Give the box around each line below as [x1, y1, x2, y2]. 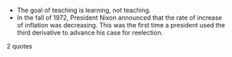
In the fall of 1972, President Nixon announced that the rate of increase [16, 13, 223, 22]
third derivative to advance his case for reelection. [16, 28, 164, 37]
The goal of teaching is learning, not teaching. [16, 6, 151, 14]
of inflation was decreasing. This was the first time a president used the [16, 21, 226, 29]
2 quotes [6, 42, 32, 50]
